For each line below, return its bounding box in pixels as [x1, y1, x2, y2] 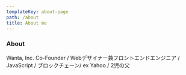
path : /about [6, 14, 39, 20]
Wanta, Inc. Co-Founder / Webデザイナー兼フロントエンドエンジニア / [6, 54, 180, 61]
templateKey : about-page [6, 8, 69, 15]
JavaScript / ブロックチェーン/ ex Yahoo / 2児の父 [6, 61, 130, 69]
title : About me [6, 20, 47, 26]
